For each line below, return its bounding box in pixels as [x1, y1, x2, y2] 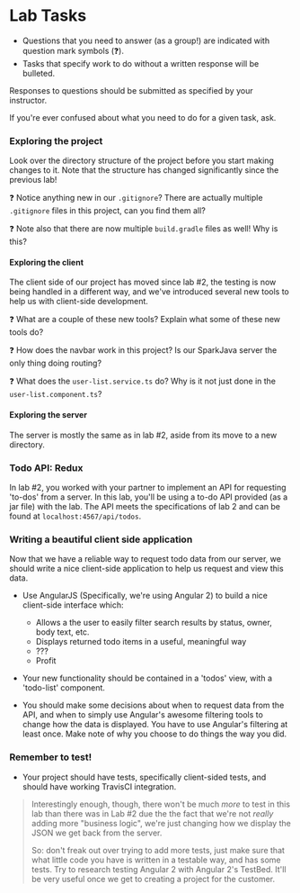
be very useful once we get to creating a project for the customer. [31, 873, 276, 884]
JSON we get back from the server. [31, 827, 163, 838]
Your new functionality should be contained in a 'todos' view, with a [22, 672, 272, 684]
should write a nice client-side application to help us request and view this [9, 564, 285, 574]
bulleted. [22, 68, 56, 78]
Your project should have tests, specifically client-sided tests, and [22, 771, 267, 782]
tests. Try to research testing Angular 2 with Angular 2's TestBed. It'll [31, 863, 287, 874]
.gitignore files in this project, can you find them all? [9, 205, 207, 216]
